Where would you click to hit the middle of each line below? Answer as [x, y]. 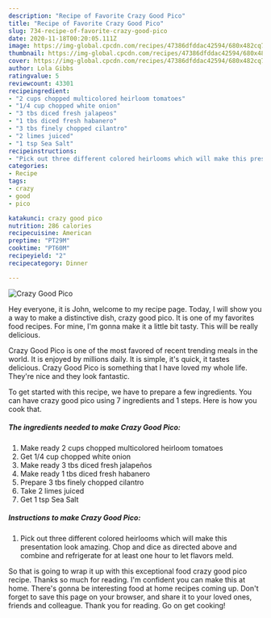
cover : [19, 61]
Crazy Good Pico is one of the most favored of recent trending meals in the [133, 350]
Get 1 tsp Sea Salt [49, 499]
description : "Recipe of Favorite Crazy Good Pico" [97, 16]
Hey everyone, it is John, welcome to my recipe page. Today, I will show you [135, 309]
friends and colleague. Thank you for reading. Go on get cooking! [117, 605]
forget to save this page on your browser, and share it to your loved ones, [130, 597]
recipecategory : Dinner [48, 263]
